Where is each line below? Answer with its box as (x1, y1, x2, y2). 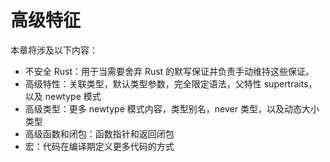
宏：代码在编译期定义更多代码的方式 (24, 140, 175, 152)
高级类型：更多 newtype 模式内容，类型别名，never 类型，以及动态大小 (24, 102, 320, 115)
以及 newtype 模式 (24, 90, 102, 102)
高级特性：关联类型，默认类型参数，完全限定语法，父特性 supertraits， (24, 77, 318, 90)
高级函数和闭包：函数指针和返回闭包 (24, 127, 175, 140)
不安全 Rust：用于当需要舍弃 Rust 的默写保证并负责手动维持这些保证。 (24, 65, 315, 77)
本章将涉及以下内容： (10, 44, 98, 56)
